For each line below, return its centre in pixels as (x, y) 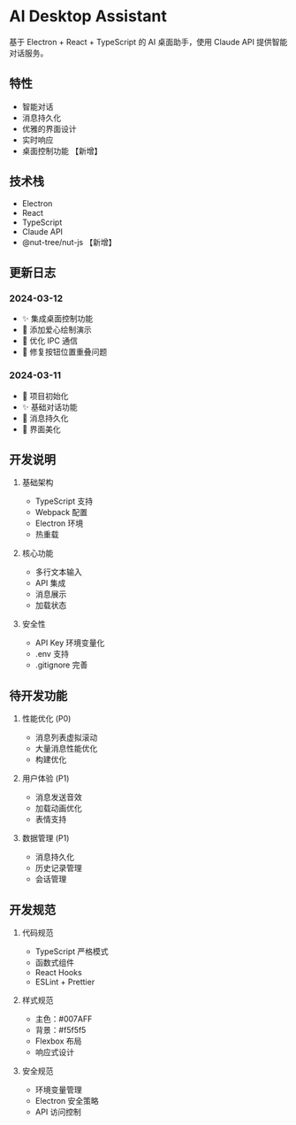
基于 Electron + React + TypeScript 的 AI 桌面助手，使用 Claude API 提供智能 (148, 42)
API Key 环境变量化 (70, 643)
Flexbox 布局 (58, 1041)
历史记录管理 (58, 868)
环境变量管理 (58, 1090)
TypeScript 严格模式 (72, 951)
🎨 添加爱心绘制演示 (57, 330)
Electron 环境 (59, 523)
